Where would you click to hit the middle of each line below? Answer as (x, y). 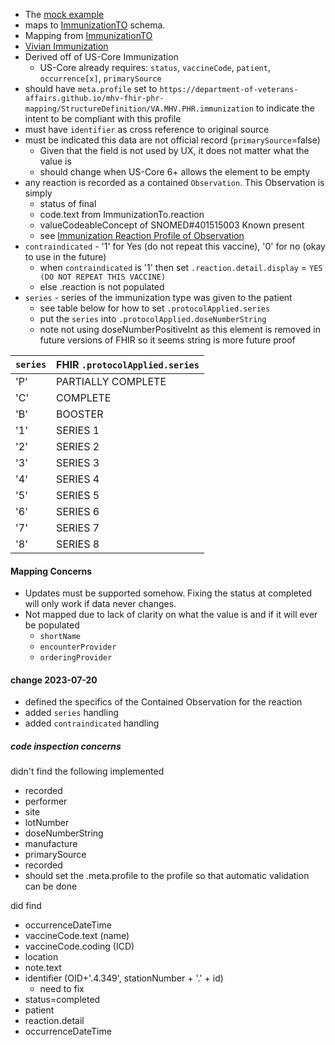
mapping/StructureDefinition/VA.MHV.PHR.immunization (139, 109)
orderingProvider (76, 658)
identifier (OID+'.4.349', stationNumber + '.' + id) (124, 978)
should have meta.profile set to (91, 88)
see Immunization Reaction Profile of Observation (142, 235)
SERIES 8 (78, 544)
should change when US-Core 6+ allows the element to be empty (175, 172)
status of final (68, 203)
